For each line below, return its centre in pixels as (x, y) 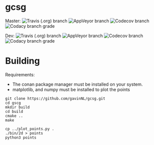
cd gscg (13, 103)
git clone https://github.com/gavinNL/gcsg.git (55, 98)
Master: (13, 21)
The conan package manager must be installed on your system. (77, 84)
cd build (14, 111)
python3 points (21, 138)
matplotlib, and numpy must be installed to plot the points (71, 89)
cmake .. (14, 116)
